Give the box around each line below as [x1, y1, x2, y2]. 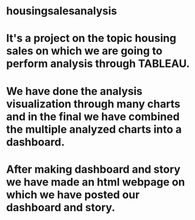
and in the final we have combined [6, 109, 180, 123]
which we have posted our [6, 188, 140, 201]
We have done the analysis [6, 84, 143, 98]
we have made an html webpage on [6, 175, 185, 189]
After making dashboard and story [6, 163, 181, 176]
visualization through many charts [6, 97, 181, 111]
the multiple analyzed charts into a [6, 123, 182, 136]
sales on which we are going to [6, 44, 163, 58]
